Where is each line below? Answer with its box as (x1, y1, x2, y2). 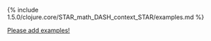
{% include (7, 6, 39, 14)
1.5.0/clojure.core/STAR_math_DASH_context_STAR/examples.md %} (7, 13, 205, 21)
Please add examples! (7, 27, 71, 34)
